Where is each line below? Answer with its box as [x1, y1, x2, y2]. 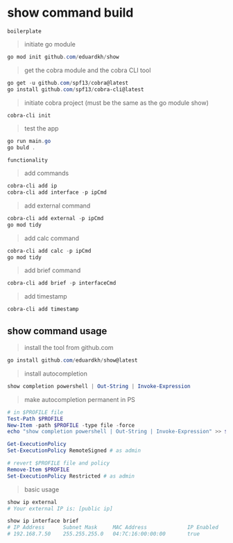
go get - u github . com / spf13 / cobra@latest [7, 79, 129, 86]
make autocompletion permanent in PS [24, 395, 135, 403]
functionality [7, 157, 49, 164]
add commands [24, 169, 69, 178]
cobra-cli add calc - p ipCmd [7, 247, 92, 254]
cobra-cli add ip [7, 183, 58, 190]
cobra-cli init [7, 112, 51, 119]
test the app [24, 124, 59, 133]
